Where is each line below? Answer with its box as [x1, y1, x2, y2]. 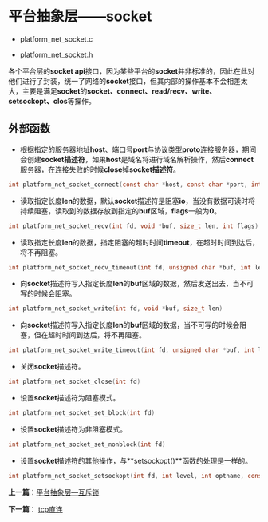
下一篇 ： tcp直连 [8, 504, 63, 514]
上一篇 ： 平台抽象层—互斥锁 [8, 487, 100, 496]
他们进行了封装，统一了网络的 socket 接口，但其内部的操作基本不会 [8, 76, 227, 86]
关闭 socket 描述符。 [19, 361, 85, 372]
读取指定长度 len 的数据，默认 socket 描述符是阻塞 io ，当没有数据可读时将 [19, 196, 255, 205]
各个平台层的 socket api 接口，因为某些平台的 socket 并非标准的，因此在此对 [8, 66, 255, 76]
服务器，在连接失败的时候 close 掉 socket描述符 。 [19, 165, 181, 174]
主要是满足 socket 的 [22, 86, 88, 96]
